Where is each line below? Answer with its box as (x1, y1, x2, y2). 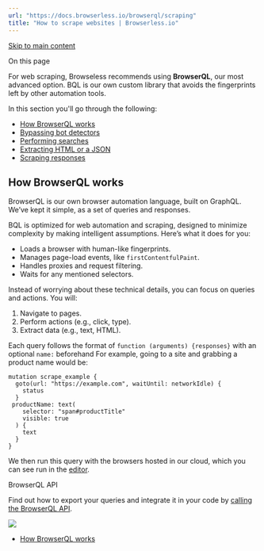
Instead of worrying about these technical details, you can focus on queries (8, 285, 255, 294)
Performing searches (19, 136, 89, 145)
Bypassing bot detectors (19, 128, 101, 137)
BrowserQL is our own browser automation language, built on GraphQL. (8, 197, 242, 206)
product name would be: (8, 358, 89, 367)
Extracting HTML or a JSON (19, 144, 111, 154)
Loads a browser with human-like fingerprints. (19, 244, 171, 254)
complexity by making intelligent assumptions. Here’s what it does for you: (8, 229, 251, 239)
